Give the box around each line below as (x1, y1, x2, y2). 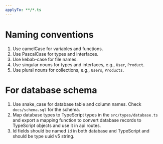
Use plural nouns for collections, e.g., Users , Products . (12, 67, 124, 73)
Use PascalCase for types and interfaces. (12, 51, 99, 57)
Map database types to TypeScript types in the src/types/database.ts (12, 111, 158, 118)
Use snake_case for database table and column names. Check (12, 101, 142, 107)
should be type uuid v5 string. (12, 133, 75, 139)
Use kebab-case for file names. (12, 56, 78, 62)
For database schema (5, 84, 97, 96)
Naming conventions (5, 29, 94, 40)
